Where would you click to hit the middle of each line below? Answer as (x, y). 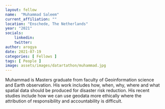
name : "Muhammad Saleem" (32, 14)
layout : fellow (21, 10)
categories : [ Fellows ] (31, 56)
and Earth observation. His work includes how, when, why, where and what (82, 85)
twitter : (23, 42)
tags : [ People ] (23, 61)
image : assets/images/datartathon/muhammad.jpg (56, 65)
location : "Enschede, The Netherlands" (47, 24)
